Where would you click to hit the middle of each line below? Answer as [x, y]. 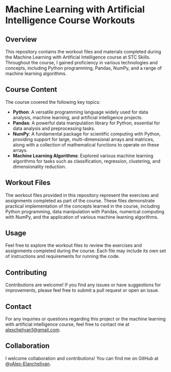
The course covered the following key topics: [53, 102]
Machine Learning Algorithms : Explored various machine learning [83, 156]
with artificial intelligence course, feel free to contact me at [67, 324]
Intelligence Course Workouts [70, 20]
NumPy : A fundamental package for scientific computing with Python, [87, 134]
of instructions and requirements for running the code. [63, 256]
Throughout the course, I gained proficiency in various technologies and [81, 62]
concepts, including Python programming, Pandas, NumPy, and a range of [84, 68]
